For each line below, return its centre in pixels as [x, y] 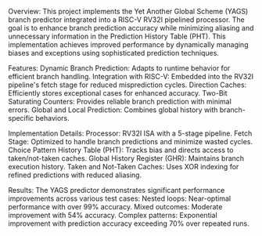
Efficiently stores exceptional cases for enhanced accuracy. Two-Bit [118, 93]
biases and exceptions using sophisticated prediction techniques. [113, 53]
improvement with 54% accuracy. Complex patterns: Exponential [113, 215]
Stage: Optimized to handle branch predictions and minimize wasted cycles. [130, 142]
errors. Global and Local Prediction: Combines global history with [113, 110]
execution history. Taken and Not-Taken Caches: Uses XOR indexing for [124, 167]
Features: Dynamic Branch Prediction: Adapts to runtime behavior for [119, 68]
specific [21, 118]
